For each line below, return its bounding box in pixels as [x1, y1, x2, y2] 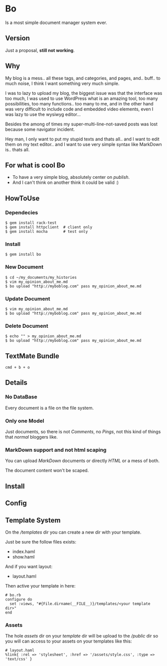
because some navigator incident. [5, 126, 75, 132]
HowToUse [5, 194, 40, 202]
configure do [5, 597, 32, 602]
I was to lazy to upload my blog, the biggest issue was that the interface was [5, 90, 163, 96]
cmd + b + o [5, 365, 30, 370]
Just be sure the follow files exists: [5, 539, 76, 545]
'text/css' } [5, 657, 32, 662]
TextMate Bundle [5, 352, 59, 360]
